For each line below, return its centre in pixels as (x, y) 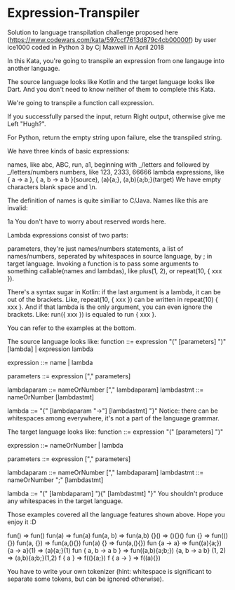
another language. (34, 68)
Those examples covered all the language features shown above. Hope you (116, 514)
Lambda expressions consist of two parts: (68, 235)
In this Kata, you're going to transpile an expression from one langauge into (116, 60)
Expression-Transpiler (74, 13)
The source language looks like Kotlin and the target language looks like (111, 81)
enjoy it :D (22, 522)
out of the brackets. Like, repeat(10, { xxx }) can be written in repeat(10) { (113, 299)
